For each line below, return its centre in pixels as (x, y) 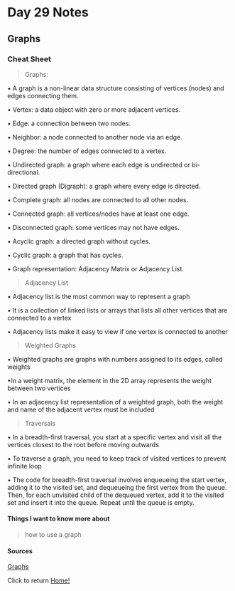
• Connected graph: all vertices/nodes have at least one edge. (98, 214)
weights (19, 367)
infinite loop (25, 466)
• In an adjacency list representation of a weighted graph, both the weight (115, 402)
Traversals (40, 423)
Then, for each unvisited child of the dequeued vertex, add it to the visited (116, 495)
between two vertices (39, 388)
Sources (20, 551)
